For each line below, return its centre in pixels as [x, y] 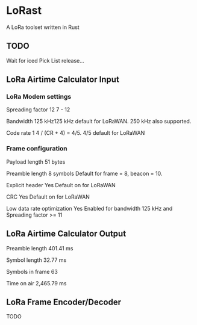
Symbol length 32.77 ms [36, 260]
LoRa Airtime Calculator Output [66, 234]
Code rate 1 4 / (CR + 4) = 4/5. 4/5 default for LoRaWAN [76, 133]
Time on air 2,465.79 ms [36, 283]
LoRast [24, 11]
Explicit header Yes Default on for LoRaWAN [61, 185]
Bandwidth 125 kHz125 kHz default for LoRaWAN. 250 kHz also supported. [99, 122]
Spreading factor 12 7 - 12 [38, 110]
